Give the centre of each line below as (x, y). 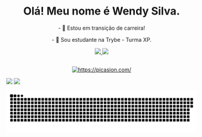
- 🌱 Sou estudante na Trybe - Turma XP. (102, 39)
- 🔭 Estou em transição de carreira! (102, 28)
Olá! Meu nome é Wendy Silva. (102, 11)
